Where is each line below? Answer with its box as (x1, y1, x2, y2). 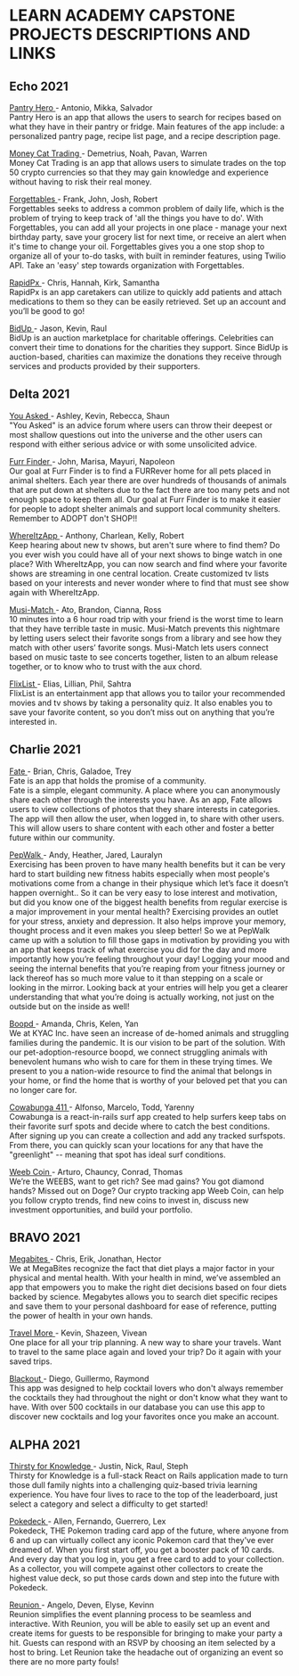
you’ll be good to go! (9, 306, 85, 316)
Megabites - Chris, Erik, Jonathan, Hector (9, 1253, 162, 1264)
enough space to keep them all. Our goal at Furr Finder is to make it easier (9, 494, 281, 505)
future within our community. (9, 832, 116, 842)
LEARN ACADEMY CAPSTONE (9, 5, 236, 26)
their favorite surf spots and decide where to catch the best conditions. (9, 1121, 271, 1131)
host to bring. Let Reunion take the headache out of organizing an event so (9, 1647, 284, 1658)
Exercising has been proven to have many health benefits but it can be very (9, 859, 287, 869)
